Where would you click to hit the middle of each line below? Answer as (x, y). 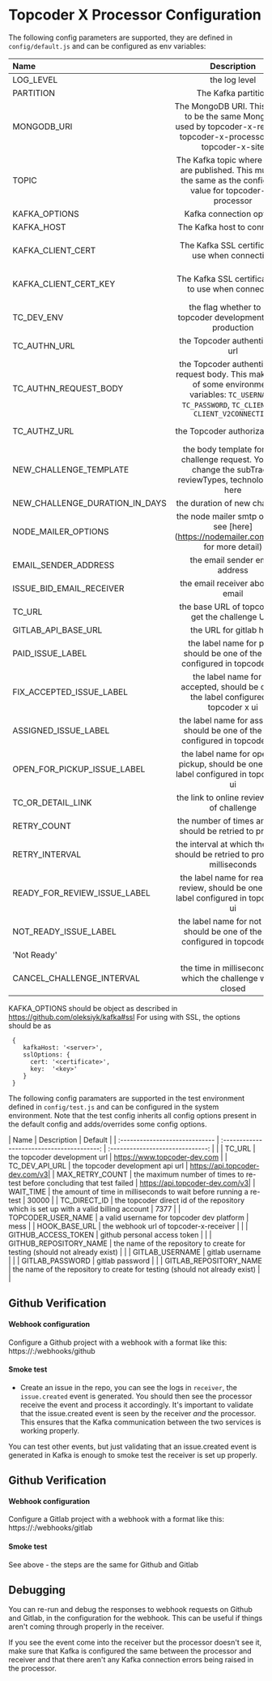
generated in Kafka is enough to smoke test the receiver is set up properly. (133, 1454)
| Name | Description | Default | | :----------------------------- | (114, 1139)
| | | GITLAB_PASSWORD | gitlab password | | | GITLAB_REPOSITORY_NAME (136, 1260)
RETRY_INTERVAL (47, 854)
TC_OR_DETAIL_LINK (52, 802)
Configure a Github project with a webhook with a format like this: (118, 1342)
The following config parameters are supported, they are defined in (121, 37)
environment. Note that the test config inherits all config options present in (133, 1115)
